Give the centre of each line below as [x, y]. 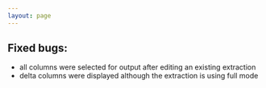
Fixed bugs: [37, 48]
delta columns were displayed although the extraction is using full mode [139, 76]
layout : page [29, 16]
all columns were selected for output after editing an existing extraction [137, 67]
